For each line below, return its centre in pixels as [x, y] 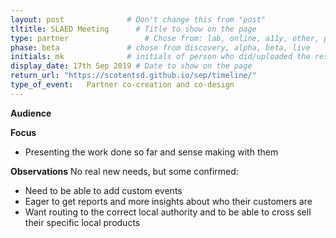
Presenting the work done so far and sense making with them [151, 152]
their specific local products [82, 222]
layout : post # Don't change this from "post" [138, 19]
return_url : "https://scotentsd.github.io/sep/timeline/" [133, 76]
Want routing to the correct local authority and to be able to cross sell [168, 212]
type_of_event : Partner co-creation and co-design [122, 85]
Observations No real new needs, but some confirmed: [124, 171]
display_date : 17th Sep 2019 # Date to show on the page [131, 66]
